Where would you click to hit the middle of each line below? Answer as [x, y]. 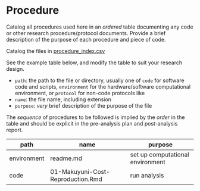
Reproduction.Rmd [76, 179]
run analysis [147, 175]
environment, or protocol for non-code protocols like [80, 93]
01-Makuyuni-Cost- [80, 171]
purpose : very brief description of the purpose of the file [83, 105]
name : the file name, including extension [63, 99]
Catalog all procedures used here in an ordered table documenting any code [100, 27]
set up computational [160, 154]
